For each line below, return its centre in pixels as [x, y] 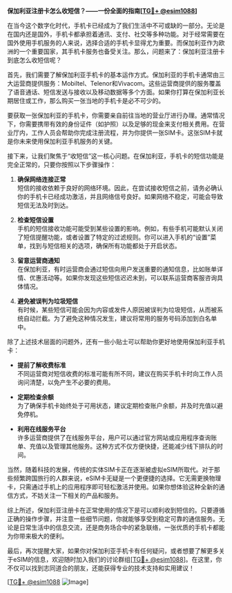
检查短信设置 [35, 220]
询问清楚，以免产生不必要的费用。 [66, 382]
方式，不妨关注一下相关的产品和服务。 [67, 496]
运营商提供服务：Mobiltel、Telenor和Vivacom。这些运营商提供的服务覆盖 [117, 83]
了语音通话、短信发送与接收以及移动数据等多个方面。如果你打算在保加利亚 [113, 92]
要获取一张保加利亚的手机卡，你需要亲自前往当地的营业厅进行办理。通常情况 [116, 115]
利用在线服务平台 [41, 429]
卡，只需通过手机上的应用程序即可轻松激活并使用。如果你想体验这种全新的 [113, 487]
